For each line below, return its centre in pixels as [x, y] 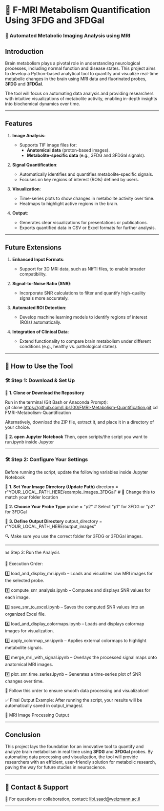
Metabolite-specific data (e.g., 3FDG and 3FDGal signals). [86, 155]
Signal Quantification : [35, 165]
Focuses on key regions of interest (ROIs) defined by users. [79, 179]
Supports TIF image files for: [48, 145]
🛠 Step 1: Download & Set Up [40, 380]
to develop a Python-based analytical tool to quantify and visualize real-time [82, 73]
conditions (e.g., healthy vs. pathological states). [68, 346]
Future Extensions [33, 248]
